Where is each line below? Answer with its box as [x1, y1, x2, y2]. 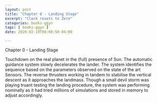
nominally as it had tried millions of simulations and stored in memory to [5, 88, 149, 93]
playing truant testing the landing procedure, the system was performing [5, 82, 150, 88]
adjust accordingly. [5, 92, 43, 98]
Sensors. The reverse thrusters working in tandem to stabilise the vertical [5, 72, 152, 77]
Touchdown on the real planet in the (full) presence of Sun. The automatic [5, 57, 153, 62]
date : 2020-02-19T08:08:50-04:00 [5, 29, 73, 34]
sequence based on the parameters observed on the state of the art [5, 67, 141, 73]
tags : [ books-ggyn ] [5, 25, 49, 30]
